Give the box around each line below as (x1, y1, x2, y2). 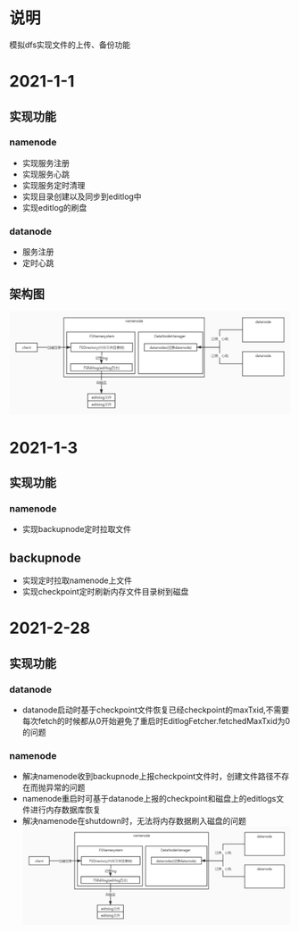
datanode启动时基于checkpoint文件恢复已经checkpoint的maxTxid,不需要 (21, 704, 290, 715)
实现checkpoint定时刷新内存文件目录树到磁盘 (21, 587, 189, 597)
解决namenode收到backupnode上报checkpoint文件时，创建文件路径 (21, 771, 274, 782)
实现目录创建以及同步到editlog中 (21, 191, 142, 202)
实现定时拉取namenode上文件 (21, 575, 132, 586)
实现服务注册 (21, 157, 70, 168)
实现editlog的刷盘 (21, 202, 87, 212)
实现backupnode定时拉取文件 (21, 524, 132, 535)
